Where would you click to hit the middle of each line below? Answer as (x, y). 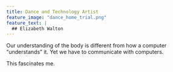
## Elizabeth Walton (38, 28)
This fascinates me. (31, 64)
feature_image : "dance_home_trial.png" (57, 17)
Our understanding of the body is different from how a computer (86, 46)
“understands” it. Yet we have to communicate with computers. (85, 52)
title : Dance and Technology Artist (52, 12)
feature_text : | (27, 23)
